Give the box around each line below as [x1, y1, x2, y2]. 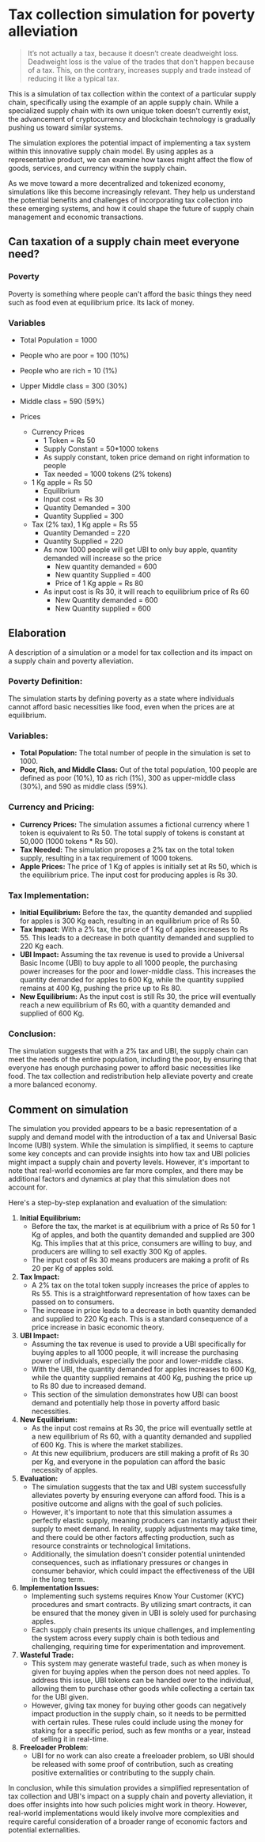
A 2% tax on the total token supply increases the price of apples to [31, 1280, 249, 1290]
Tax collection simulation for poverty [8, 6, 256, 24]
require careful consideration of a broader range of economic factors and [8, 1817, 248, 1826]
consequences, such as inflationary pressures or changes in [31, 1558, 229, 1568]
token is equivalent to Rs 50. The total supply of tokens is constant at [19, 828, 245, 838]
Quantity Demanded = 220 [43, 528, 131, 537]
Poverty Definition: [8, 675, 83, 686]
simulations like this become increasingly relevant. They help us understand [8, 187, 256, 196]
